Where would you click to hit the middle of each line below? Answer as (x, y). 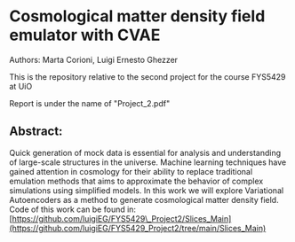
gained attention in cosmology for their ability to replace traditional (131, 171)
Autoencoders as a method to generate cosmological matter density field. (144, 199)
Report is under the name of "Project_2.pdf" (90, 103)
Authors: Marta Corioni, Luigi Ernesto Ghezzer (94, 59)
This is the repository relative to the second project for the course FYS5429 (147, 76)
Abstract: (36, 132)
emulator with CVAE (85, 35)
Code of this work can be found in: (72, 209)
